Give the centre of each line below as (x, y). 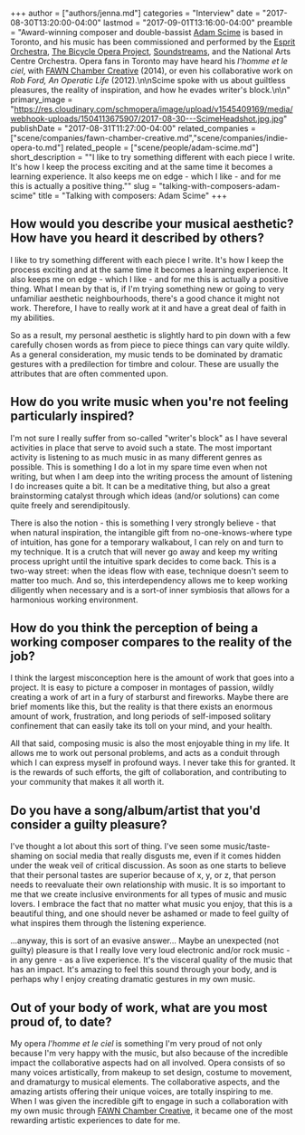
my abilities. (33, 317)
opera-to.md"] (37, 147)
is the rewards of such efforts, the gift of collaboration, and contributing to (149, 772)
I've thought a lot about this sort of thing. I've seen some (116, 847)
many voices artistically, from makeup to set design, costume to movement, (151, 1073)
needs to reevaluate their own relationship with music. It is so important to (148, 884)
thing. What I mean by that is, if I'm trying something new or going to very (148, 288)
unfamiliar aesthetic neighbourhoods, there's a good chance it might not (145, 298)
